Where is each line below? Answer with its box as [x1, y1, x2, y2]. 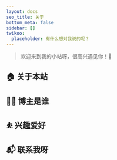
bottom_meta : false [6, 19, 54, 25]
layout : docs [6, 8, 38, 15]
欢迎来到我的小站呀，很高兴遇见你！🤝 [20, 53, 112, 59]
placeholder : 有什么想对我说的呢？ [11, 36, 90, 42]
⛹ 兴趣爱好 [6, 121, 46, 131]
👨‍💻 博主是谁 [6, 96, 49, 106]
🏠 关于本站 [6, 72, 48, 82]
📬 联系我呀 [6, 145, 49, 155]
